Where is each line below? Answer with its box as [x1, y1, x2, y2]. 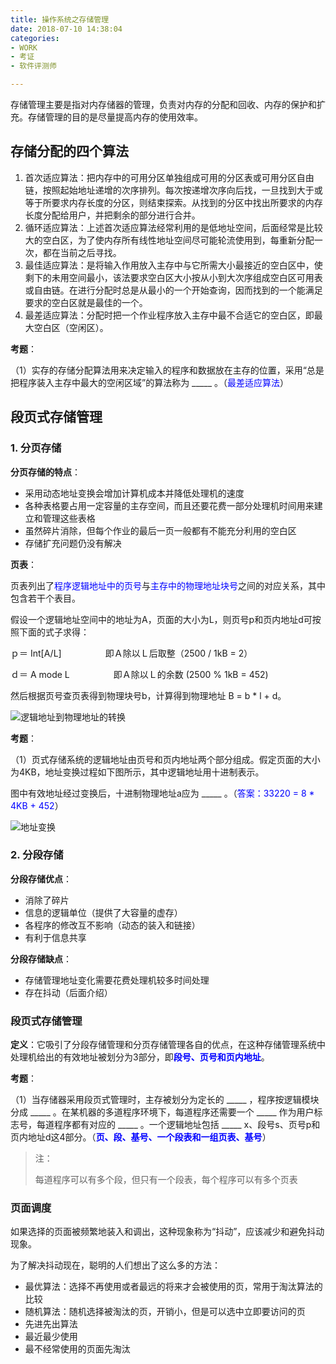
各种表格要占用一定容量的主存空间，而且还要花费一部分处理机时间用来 [24, 499, 315, 511]
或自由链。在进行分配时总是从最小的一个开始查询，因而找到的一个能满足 [24, 284, 323, 296]
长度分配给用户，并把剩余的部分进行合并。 [24, 209, 201, 221]
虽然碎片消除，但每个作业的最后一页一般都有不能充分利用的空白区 [24, 524, 297, 536]
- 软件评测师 [10, 61, 57, 71]
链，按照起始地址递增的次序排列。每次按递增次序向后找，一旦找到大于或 [24, 184, 323, 196]
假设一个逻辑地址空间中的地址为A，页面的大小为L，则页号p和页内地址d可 [10, 613, 313, 625]
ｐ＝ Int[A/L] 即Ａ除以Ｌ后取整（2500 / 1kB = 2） [10, 647, 253, 659]
